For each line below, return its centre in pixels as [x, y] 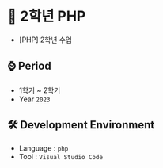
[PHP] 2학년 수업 [45, 40]
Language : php [44, 148]
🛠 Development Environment [81, 125]
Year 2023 [34, 99]
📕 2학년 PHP [47, 16]
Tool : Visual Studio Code [61, 156]
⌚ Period [30, 66]
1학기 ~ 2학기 [40, 90]
